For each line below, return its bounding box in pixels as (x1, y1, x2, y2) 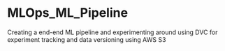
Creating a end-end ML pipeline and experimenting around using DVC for (7, 28, 218, 36)
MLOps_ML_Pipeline (7, 5, 128, 21)
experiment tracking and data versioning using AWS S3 (7, 35, 166, 43)
